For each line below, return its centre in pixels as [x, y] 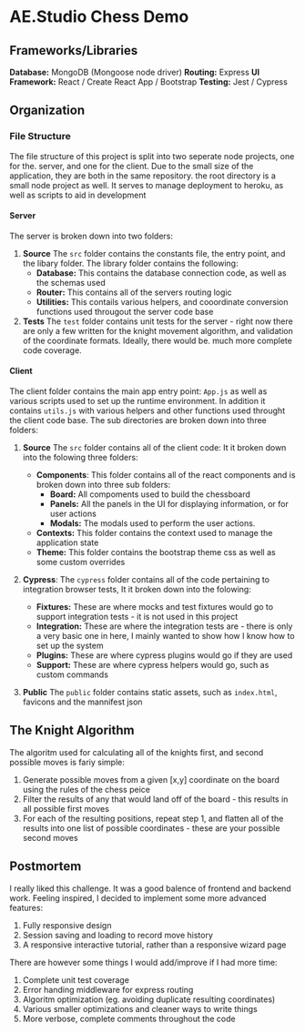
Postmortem [46, 866]
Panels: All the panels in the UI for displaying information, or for [169, 504]
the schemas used [71, 282]
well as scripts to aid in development [78, 195]
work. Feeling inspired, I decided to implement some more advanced [138, 897]
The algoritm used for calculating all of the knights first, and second [137, 752]
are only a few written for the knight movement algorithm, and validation [158, 330]
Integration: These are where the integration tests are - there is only [164, 626]
